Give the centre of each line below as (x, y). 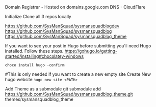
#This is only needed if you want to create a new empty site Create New (78, 74)
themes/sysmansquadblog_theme (39, 99)
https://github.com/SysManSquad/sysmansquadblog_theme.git (69, 94)
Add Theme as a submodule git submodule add (53, 89)
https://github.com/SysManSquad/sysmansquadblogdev (62, 26)
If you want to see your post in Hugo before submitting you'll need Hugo (78, 46)
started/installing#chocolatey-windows (45, 56)
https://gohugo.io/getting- (91, 51)
